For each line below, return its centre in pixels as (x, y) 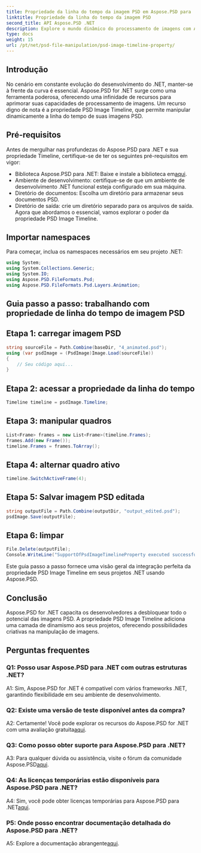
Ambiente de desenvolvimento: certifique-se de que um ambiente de (100, 180)
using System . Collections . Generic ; (51, 269)
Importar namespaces (48, 237)
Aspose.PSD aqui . (28, 765)
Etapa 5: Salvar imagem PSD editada (75, 497)
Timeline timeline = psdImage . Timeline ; (57, 402)
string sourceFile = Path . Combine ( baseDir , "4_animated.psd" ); (87, 347)
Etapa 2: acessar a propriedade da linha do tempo (100, 388)
